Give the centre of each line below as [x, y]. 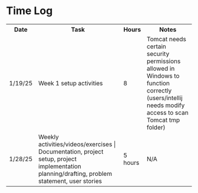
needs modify [166, 105]
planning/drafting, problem [75, 174]
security [158, 54]
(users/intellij [164, 98]
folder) [156, 127]
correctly [159, 91]
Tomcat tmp [163, 120]
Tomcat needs [166, 39]
